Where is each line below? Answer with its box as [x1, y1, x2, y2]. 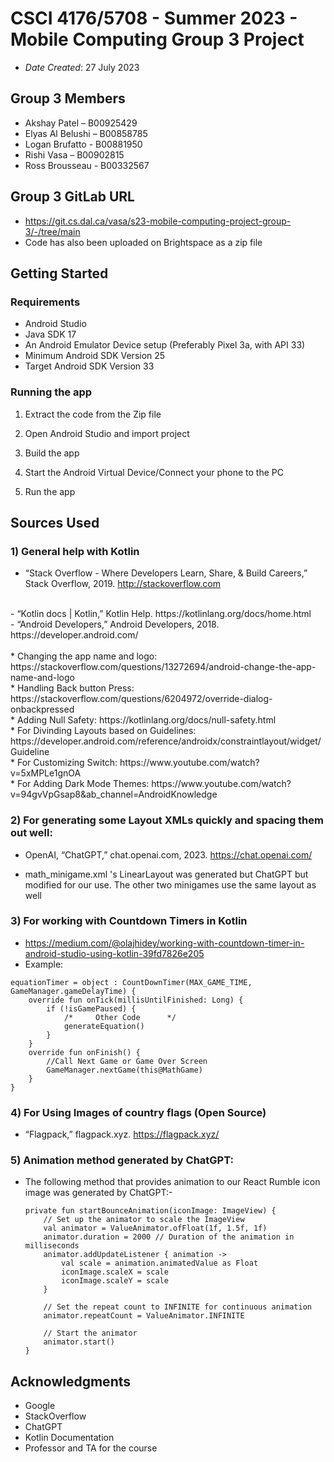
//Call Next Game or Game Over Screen [46, 1056, 208, 1066]
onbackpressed [10, 703, 75, 716]
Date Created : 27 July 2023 [24, 61, 140, 73]
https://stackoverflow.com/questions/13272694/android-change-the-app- [10, 661, 317, 673]
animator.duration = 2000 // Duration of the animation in [43, 1232, 295, 1242]
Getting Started [10, 265, 109, 282]
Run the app [24, 485, 76, 497]
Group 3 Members [10, 90, 126, 107]
